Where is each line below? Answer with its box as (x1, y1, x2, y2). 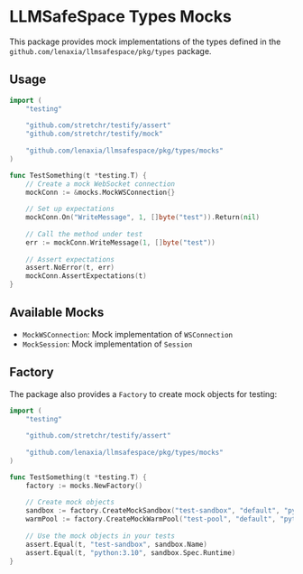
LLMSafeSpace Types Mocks (9, 6, 232, 27)
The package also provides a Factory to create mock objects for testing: (9, 388, 278, 399)
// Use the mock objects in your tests (25, 531, 176, 541)
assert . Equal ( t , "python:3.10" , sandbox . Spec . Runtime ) (25, 548, 236, 557)
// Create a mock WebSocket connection (25, 179, 176, 189)
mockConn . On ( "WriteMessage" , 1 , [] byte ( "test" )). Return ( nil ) (25, 213, 261, 222)
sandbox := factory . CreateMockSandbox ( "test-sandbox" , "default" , (25, 506, 280, 515)
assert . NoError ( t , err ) (25, 264, 115, 273)
